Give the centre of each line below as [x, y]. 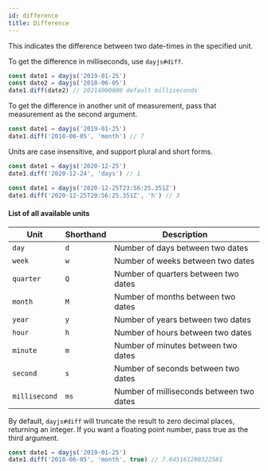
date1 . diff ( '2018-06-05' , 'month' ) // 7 [77, 136]
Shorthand [86, 234]
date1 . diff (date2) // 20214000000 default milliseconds [103, 91]
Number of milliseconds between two [184, 391]
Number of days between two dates [181, 248]
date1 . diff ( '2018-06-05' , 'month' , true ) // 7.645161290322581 [116, 460]
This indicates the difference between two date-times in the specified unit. [131, 45]
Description [185, 234]
